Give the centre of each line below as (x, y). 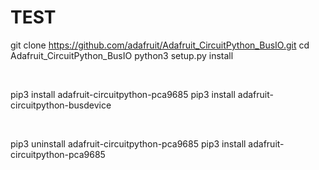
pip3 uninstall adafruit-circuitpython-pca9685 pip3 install (128, 143)
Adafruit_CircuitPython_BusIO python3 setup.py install (122, 55)
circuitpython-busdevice (61, 105)
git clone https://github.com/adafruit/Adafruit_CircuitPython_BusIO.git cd (160, 45)
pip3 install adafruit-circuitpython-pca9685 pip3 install (123, 94)
